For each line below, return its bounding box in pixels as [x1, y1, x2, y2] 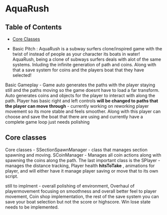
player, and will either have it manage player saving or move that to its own [5, 168, 159, 174]
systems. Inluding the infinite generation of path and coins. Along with [12, 62, 157, 67]
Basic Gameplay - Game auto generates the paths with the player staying [5, 82, 156, 88]
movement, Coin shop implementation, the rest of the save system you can [5, 193, 159, 200]
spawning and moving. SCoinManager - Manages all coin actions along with [5, 152, 162, 158]
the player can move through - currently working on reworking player [5, 103, 149, 109]
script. [5, 173, 18, 179]
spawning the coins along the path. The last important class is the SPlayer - [5, 157, 161, 163]
